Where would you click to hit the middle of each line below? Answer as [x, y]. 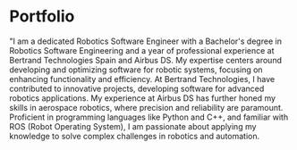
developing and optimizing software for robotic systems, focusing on [136, 70]
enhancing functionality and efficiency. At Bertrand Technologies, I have [142, 79]
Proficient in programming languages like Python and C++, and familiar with [149, 117]
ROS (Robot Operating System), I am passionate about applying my [133, 126]
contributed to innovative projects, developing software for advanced [137, 88]
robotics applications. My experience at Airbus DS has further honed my [142, 98]
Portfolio [42, 17]
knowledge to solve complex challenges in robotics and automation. [135, 136]
